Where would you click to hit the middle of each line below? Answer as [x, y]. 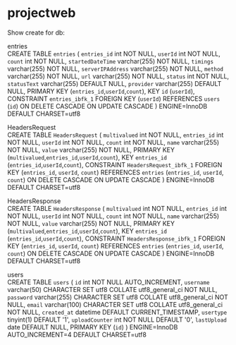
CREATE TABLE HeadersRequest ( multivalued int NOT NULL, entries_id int [116, 135]
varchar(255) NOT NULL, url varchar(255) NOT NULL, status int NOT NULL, [118, 76]
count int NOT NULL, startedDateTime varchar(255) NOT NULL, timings [110, 61]
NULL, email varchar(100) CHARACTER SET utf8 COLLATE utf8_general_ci [115, 304]
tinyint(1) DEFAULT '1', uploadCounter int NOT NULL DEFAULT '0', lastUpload [117, 320]
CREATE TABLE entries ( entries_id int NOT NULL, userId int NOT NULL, [114, 54]
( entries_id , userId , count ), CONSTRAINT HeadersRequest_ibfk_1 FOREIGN [115, 164]
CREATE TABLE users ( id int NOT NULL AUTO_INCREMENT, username [108, 282]
